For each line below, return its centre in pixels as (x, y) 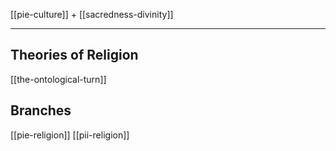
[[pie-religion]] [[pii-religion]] (70, 135)
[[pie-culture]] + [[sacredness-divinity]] (92, 14)
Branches (41, 110)
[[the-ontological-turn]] (58, 79)
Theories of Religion (74, 55)
